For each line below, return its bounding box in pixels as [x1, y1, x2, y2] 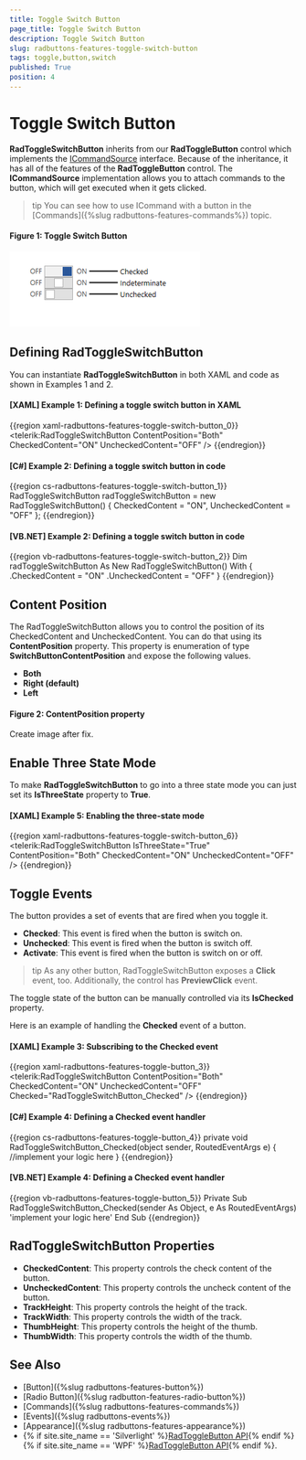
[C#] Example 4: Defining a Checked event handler [9, 1112, 206, 1123]
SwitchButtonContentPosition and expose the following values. [9, 650, 251, 662]
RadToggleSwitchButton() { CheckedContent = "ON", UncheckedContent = [9, 500, 291, 511]
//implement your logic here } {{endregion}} [9, 1151, 174, 1162]
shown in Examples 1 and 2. [9, 378, 114, 389]
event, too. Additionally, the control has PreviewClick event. [31, 975, 259, 986]
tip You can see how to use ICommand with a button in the [31, 199, 252, 210]
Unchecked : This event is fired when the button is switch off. [22, 938, 253, 949]
